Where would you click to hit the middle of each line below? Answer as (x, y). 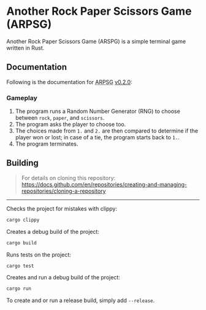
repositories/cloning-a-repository (63, 191)
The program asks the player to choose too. (71, 125)
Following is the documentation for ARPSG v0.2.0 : (70, 82)
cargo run (19, 289)
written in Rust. (25, 48)
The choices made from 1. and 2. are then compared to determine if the (106, 131)
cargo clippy (23, 220)
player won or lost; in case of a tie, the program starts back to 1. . (97, 138)
